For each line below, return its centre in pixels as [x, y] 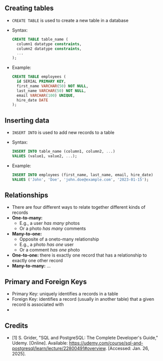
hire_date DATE [32, 100]
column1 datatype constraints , [49, 44]
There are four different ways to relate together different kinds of [78, 207]
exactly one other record [37, 261]
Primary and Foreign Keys [46, 281]
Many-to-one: [27, 234]
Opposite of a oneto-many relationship [59, 239]
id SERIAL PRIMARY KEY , [41, 82]
